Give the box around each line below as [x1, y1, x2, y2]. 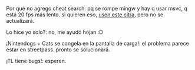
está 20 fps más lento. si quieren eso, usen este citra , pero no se [6, 11, 164, 18]
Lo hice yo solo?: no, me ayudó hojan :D [6, 29, 103, 36]
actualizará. [6, 17, 35, 24]
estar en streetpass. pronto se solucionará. [6, 46, 110, 53]
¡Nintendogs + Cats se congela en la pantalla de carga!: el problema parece [6, 40, 190, 47]
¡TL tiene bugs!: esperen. [6, 58, 67, 64]
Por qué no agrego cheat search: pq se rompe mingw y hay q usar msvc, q [6, 5, 187, 12]
